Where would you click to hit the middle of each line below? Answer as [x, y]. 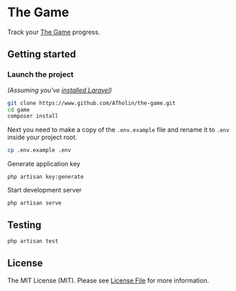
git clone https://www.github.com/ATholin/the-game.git [91, 103]
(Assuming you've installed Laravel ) [60, 90]
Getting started [42, 54]
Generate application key [44, 164]
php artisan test [33, 241]
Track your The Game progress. [54, 32]
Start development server [45, 190]
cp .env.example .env [39, 150]
